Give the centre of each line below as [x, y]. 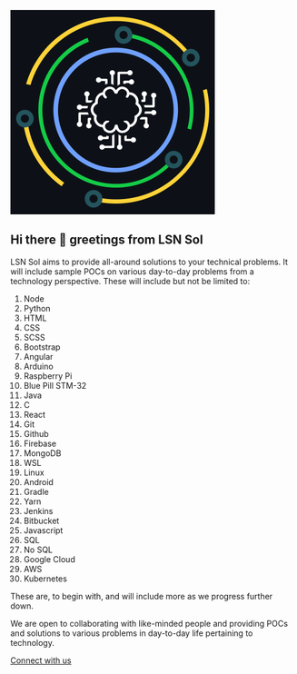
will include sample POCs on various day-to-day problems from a [133, 271]
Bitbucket [41, 520]
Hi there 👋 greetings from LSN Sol [107, 240]
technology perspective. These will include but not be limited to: [130, 281]
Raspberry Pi [48, 376]
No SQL [38, 550]
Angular [38, 356]
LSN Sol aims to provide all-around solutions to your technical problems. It [149, 262]
